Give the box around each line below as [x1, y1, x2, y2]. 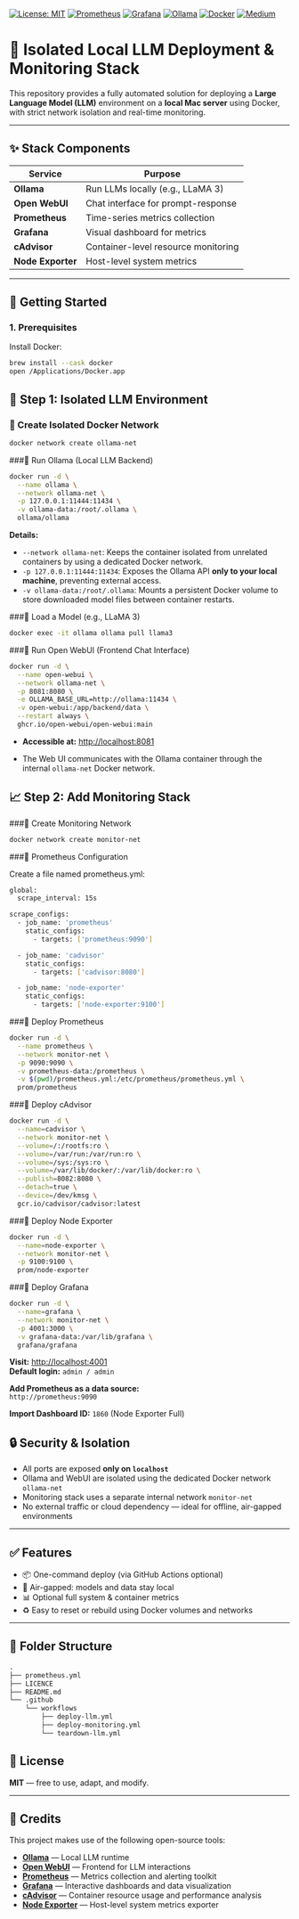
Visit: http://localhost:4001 [9, 1357, 109, 1368]
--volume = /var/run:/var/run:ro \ [17, 1149, 141, 1158]
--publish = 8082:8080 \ [17, 1174, 101, 1184]
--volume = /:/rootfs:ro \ [17, 1141, 109, 1150]
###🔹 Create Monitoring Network [9, 818, 132, 829]
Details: [9, 530, 38, 540]
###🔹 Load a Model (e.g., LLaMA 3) [9, 611, 141, 622]
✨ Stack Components [9, 141, 131, 156]
